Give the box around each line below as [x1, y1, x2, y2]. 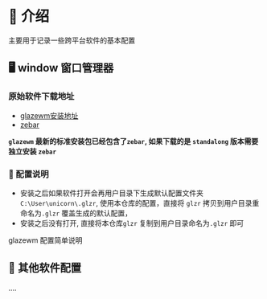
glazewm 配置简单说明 [8, 235, 83, 245]
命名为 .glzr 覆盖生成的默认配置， [19, 208, 133, 218]
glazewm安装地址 [19, 110, 79, 121]
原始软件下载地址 [8, 91, 75, 102]
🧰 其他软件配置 [8, 261, 82, 275]
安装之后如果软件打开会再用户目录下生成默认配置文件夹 [19, 188, 203, 198]
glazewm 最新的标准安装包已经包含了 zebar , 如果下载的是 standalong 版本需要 [8, 136, 259, 145]
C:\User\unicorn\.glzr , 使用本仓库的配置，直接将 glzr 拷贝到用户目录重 [19, 198, 260, 207]
